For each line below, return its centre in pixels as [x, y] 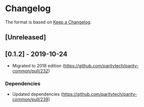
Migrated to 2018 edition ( [38, 66]
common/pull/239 [30, 99]
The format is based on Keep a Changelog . [48, 22]
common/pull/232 [30, 71]
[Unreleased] [26, 37]
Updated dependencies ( [37, 94]
